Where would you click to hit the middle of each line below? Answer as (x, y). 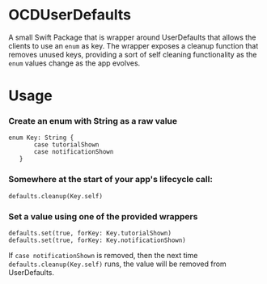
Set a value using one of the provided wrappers (103, 216)
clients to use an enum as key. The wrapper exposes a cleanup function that (133, 45)
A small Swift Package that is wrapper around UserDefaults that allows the (132, 37)
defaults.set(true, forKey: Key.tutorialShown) (90, 233)
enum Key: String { (41, 138)
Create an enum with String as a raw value (93, 121)
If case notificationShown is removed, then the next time (103, 256)
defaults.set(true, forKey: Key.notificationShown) (97, 240)
